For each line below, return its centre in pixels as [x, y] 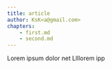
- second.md [36, 39]
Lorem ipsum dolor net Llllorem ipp [56, 58]
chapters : [21, 26]
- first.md [35, 32]
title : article [29, 13]
